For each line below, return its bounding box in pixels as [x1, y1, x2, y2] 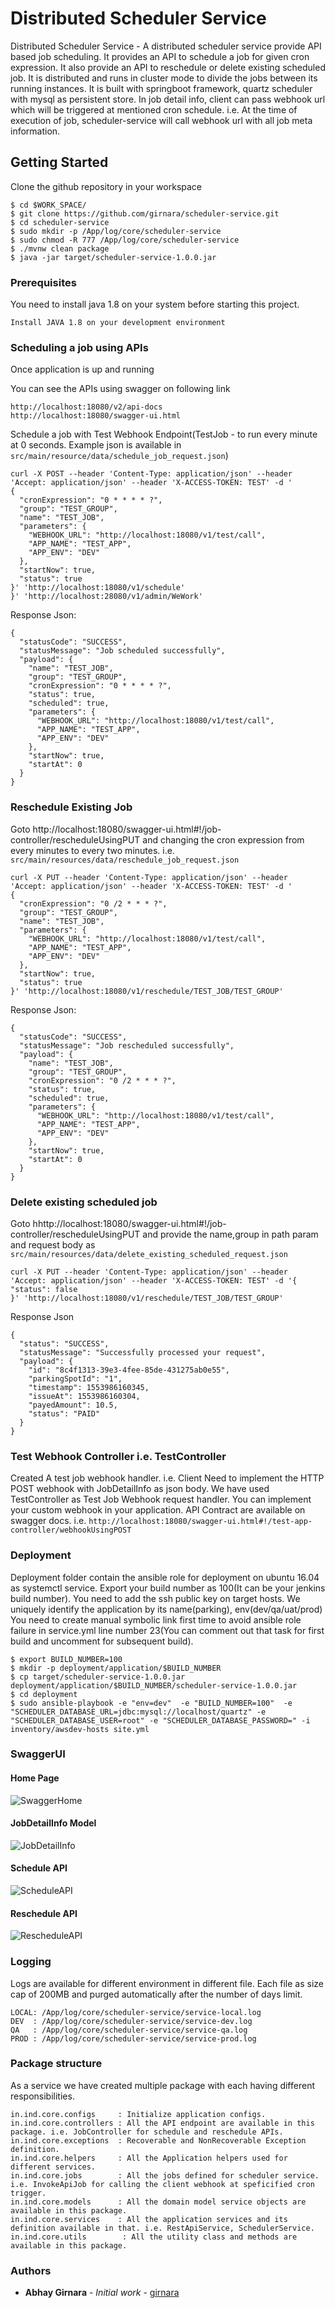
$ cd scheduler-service [10, 217, 110, 227]
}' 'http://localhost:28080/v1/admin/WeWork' [10, 592, 203, 602]
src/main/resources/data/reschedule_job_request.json [10, 855, 240, 865]
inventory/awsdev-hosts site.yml [10, 1724, 150, 1734]
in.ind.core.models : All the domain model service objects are [10, 2197, 307, 2207]
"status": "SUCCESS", [19, 1338, 110, 1349]
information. [10, 125, 61, 137]
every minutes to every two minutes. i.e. [10, 844, 175, 856]
